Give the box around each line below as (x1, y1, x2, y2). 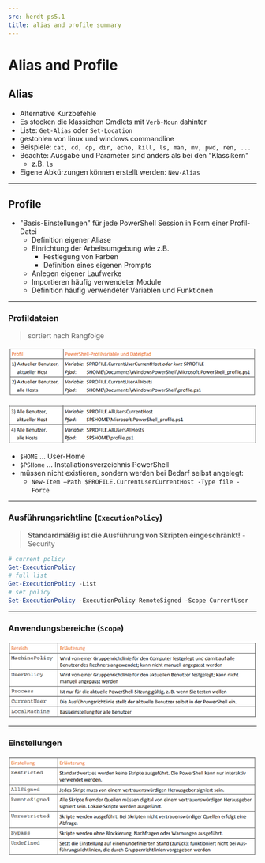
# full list (8, 571, 47, 580)
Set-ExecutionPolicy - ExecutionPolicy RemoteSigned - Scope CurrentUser (8, 597, 248, 605)
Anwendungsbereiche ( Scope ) (8, 623, 125, 634)
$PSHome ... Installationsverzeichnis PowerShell (19, 460, 170, 469)
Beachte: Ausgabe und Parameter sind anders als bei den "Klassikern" (19, 150, 249, 160)
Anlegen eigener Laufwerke (31, 269, 122, 278)
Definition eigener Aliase (31, 236, 112, 245)
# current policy (8, 555, 65, 563)
